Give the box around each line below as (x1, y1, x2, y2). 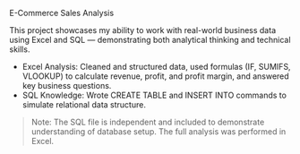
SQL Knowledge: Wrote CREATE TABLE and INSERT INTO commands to (21, 90, 287, 100)
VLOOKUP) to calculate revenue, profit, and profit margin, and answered (21, 71, 289, 81)
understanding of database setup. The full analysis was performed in (30, 126, 287, 137)
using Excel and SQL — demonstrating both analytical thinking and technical (9, 35, 291, 45)
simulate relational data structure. (21, 99, 146, 110)
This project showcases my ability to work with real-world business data (9, 25, 276, 35)
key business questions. (21, 81, 112, 90)
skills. (9, 44, 30, 55)
